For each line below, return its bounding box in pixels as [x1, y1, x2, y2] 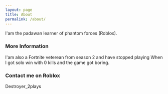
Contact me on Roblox [5, 72, 60, 79]
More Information [5, 43, 49, 50]
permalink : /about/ [5, 16, 46, 21]
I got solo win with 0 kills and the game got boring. [5, 59, 109, 65]
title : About [5, 12, 33, 17]
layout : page [5, 7, 33, 12]
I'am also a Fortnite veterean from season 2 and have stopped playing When [5, 54, 163, 60]
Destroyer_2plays [5, 83, 42, 89]
